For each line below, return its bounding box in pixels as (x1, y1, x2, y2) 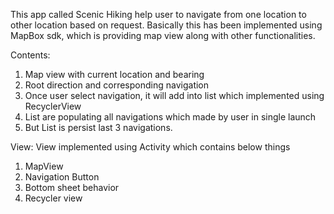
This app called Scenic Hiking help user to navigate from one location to (10, 9, 307, 20)
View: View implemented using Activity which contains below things (10, 141, 291, 153)
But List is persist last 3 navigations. (24, 122, 173, 133)
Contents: (10, 49, 51, 61)
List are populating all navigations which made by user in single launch (24, 111, 317, 123)
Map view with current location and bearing (24, 69, 205, 80)
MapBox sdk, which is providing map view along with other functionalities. (10, 30, 316, 41)
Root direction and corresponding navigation (24, 79, 210, 91)
